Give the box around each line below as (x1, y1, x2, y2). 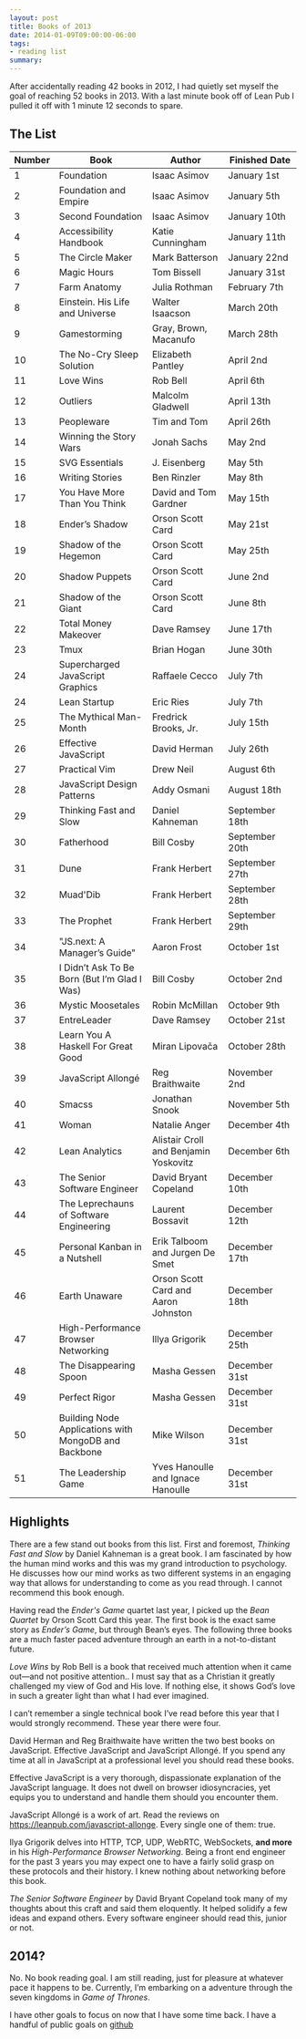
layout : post (9, 13, 59, 23)
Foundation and (58, 183, 126, 196)
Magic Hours (58, 265, 114, 278)
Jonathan (151, 1092, 193, 1104)
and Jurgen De (151, 1246, 216, 1258)
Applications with (58, 1423, 134, 1435)
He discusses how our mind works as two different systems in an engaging (9, 1568, 291, 1578)
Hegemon (58, 549, 102, 562)
